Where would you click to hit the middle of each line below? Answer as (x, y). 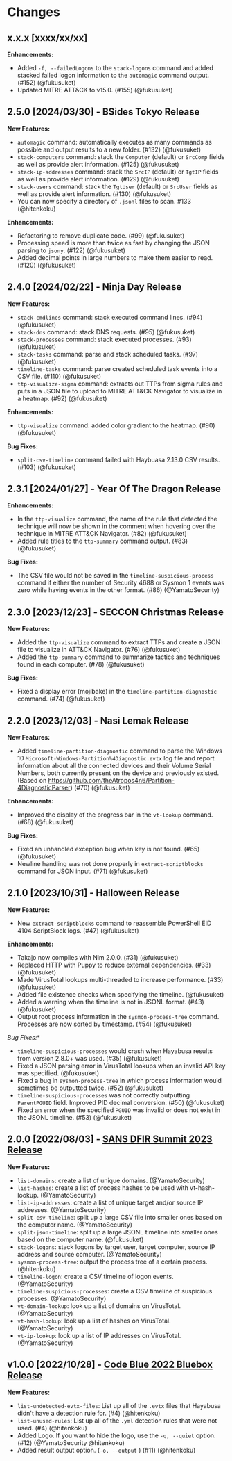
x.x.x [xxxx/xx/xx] (47, 38)
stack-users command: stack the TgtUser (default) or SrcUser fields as (117, 186)
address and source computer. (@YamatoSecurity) (90, 1254)
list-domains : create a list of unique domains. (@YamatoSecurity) (111, 1180)
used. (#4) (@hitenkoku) (52, 1428)
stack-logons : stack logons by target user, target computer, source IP (116, 1247)
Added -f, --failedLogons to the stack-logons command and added (115, 68)
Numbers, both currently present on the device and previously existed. (118, 773)
